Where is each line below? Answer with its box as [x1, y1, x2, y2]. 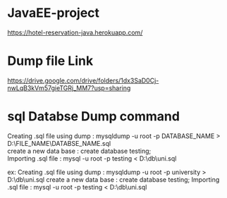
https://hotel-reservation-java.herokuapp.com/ [7, 28, 143, 37]
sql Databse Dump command [7, 109, 180, 125]
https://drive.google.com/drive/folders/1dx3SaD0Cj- [7, 76, 159, 85]
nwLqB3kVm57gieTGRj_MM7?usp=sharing [7, 83, 131, 92]
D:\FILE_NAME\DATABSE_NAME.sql [7, 139, 111, 147]
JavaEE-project [7, 5, 100, 21]
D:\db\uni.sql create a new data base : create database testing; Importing [7, 175, 220, 184]
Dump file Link [7, 53, 94, 69]
